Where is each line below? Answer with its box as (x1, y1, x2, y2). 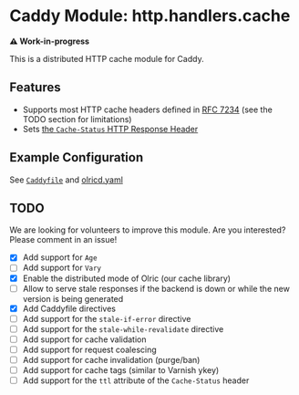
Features (9, 79, 61, 96)
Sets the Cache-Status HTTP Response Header (22, 123, 199, 134)
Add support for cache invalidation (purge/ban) (22, 354, 201, 365)
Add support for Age (22, 252, 98, 263)
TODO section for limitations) (22, 113, 132, 124)
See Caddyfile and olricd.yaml (9, 174, 123, 185)
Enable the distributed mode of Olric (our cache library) (22, 273, 231, 284)
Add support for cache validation (22, 334, 147, 345)
